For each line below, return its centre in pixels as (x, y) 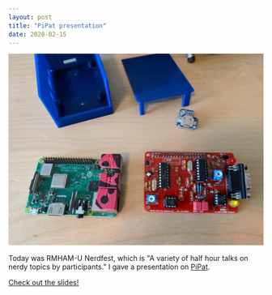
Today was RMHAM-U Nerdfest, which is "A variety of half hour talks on (128, 259)
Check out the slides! (44, 283)
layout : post (30, 17)
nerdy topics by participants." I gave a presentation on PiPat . (109, 267)
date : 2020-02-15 (38, 34)
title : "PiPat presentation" (57, 26)
